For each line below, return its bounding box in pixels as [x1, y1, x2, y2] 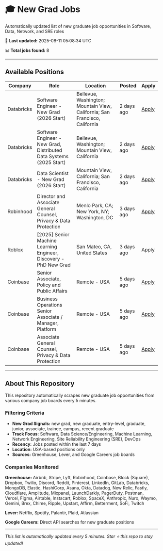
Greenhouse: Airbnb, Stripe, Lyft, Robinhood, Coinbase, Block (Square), [5, 475, 149, 481]
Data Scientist [37, 170, 69, 177]
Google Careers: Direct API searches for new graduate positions [5, 519, 134, 525]
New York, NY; [76, 208, 110, 215]
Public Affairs [37, 287, 68, 294]
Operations [37, 301, 63, 308]
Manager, [37, 320, 59, 326]
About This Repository [5, 379, 75, 388]
